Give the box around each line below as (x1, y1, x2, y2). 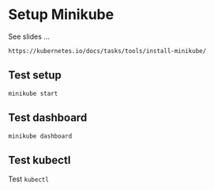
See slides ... (8, 32, 50, 41)
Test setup (8, 69, 62, 82)
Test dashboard (8, 111, 88, 124)
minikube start (8, 89, 58, 97)
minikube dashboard (8, 132, 73, 140)
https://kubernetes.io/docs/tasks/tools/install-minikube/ (8, 47, 207, 55)
